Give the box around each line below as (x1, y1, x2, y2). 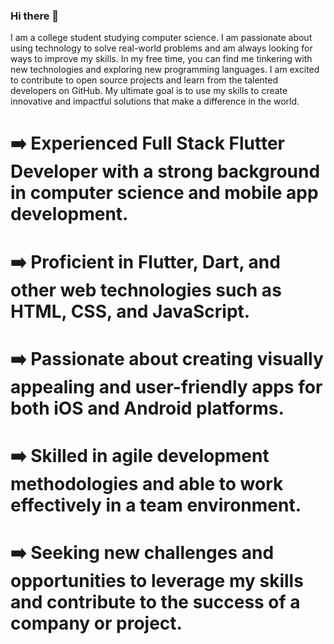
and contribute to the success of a (10, 591, 301, 614)
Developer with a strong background (10, 160, 321, 183)
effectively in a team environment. (10, 494, 302, 517)
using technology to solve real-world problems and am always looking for (10, 42, 313, 54)
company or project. (10, 612, 183, 635)
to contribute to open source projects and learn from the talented (10, 74, 279, 86)
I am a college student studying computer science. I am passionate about (10, 32, 313, 44)
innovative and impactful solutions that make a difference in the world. (10, 95, 300, 108)
